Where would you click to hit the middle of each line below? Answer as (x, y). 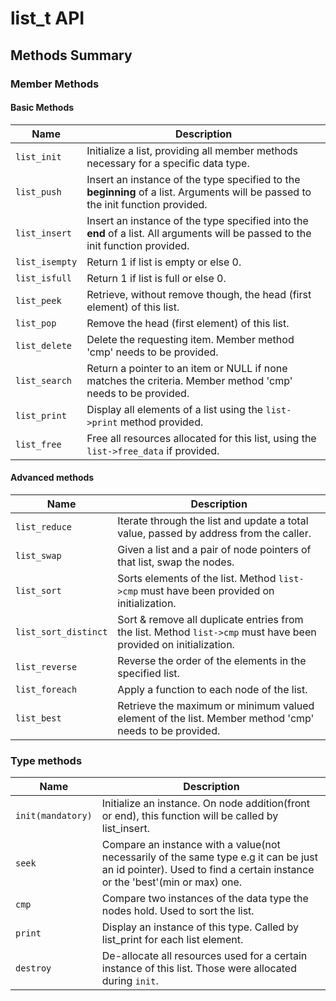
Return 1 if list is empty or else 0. (164, 262)
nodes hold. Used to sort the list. (178, 911)
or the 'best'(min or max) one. (172, 882)
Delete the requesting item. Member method (190, 339)
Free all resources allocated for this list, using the (201, 438)
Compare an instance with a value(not (191, 845)
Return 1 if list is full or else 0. (156, 278)
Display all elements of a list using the (175, 409)
